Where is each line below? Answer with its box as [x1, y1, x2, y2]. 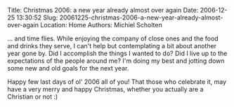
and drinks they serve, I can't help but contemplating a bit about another [7, 42, 216, 50]
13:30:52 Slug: [16, 13, 58, 22]
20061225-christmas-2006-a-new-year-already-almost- [59, 13, 223, 22]
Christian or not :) [7, 92, 58, 101]
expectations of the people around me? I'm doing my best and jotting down [7, 57, 225, 65]
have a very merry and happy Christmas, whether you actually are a [7, 85, 204, 93]
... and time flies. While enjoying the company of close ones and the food [7, 34, 219, 43]
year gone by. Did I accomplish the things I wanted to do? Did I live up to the [7, 49, 228, 57]
